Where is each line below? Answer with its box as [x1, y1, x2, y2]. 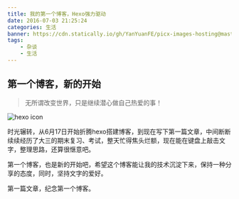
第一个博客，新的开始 [7, 78, 101, 90]
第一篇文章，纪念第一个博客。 [7, 184, 95, 193]
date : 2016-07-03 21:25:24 [7, 17, 87, 24]
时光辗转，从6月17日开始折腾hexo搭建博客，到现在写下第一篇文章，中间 [7, 127, 219, 136]
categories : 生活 [7, 23, 57, 31]
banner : [7, 30, 31, 38]
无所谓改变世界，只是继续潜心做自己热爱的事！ [24, 98, 162, 107]
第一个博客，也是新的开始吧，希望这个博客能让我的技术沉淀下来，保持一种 [7, 160, 225, 168]
